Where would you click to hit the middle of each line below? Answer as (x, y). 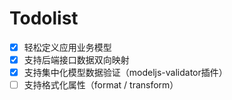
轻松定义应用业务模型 (67, 47)
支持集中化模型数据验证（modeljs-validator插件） (125, 73)
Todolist (44, 18)
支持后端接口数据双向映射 (76, 60)
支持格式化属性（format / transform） (101, 85)
